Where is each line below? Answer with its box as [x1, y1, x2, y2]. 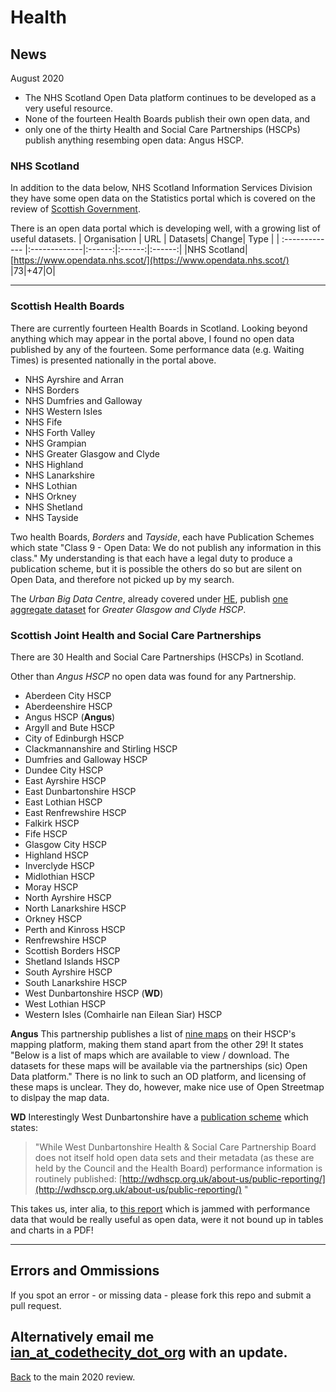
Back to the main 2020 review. [10, 1371, 136, 1383]
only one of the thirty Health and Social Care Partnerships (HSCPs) [24, 124, 301, 135]
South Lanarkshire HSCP [24, 976, 128, 988]
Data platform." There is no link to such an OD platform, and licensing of [10, 1070, 307, 1082]
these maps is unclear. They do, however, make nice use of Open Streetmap [10, 1081, 325, 1093]
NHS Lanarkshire [24, 469, 96, 481]
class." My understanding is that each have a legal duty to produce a [10, 552, 293, 564]
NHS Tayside [24, 511, 79, 523]
